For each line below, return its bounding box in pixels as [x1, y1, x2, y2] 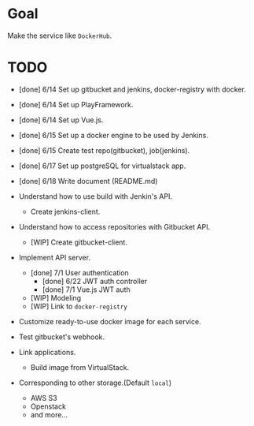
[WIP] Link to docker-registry [30, 301, 127, 311]
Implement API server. [18, 252, 91, 262]
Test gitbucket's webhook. [18, 332, 105, 342]
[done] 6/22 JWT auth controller [42, 276, 147, 286]
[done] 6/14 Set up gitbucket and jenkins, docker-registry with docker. [18, 84, 247, 94]
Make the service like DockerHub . [7, 31, 112, 40]
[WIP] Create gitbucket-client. [30, 237, 127, 247]
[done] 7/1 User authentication [30, 267, 129, 277]
